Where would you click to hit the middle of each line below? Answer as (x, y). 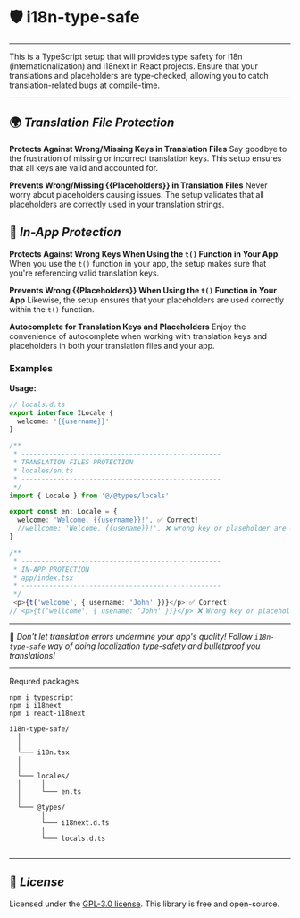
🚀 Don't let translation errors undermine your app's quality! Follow (131, 636)
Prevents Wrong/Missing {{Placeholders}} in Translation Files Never (138, 185)
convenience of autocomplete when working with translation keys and (138, 336)
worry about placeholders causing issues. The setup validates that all (137, 194)
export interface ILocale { (62, 412)
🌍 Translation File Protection (92, 123)
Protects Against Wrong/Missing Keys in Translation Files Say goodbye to (148, 149)
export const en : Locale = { (63, 512)
